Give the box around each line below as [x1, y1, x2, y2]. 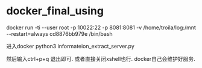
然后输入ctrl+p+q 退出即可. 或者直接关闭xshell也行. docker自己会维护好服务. [6, 55, 196, 62]
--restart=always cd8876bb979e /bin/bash [6, 30, 113, 37]
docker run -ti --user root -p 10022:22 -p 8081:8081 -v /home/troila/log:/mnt [6, 24, 196, 31]
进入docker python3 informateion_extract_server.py [6, 42, 134, 50]
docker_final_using [6, 4, 104, 18]
